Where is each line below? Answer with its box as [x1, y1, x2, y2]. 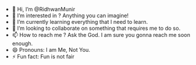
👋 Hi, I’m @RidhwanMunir [11, 6, 75, 13]
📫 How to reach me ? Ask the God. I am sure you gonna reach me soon [11, 32, 191, 38]
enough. [11, 40, 33, 47]
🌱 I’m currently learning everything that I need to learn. [11, 18, 148, 25]
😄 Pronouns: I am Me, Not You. [11, 47, 90, 53]
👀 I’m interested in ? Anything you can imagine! [11, 12, 129, 19]
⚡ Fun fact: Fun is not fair [11, 53, 75, 60]
